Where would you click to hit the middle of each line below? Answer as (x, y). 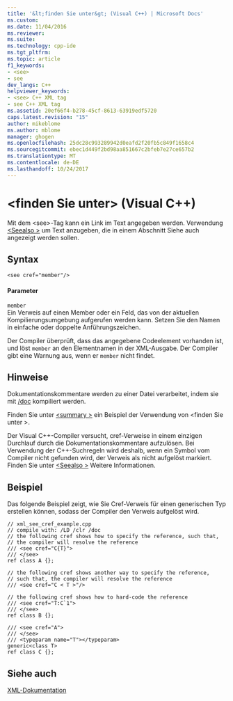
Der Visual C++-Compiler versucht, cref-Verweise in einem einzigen (105, 436)
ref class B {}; (31, 616)
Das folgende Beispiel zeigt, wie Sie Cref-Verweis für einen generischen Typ (116, 504)
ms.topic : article (34, 59)
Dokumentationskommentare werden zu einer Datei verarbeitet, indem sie (113, 394)
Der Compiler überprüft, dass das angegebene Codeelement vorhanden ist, (115, 340)
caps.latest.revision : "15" (48, 117)
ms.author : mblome (34, 130)
